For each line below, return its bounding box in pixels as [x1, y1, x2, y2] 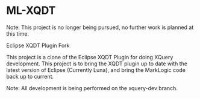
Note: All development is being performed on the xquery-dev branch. [6, 84, 178, 91]
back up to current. [6, 73, 54, 80]
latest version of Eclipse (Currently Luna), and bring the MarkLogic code [6, 66, 186, 73]
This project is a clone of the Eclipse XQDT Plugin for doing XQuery [6, 53, 173, 60]
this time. [6, 30, 30, 37]
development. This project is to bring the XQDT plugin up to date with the [6, 60, 188, 67]
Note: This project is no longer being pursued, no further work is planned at [6, 24, 194, 31]
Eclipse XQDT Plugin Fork [6, 42, 70, 49]
